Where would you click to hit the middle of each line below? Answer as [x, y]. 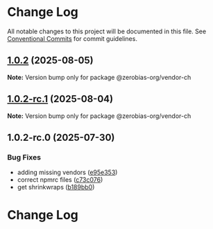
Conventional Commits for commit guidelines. [72, 38]
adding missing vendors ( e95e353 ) [67, 172]
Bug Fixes [24, 157]
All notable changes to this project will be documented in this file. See [107, 31]
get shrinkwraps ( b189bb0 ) [56, 187]
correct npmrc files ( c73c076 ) [60, 180]
